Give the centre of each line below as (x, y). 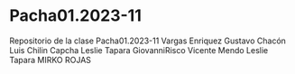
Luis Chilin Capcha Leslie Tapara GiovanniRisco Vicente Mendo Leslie (139, 50)
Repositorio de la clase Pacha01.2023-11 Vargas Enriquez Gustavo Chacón (148, 41)
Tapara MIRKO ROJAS (51, 60)
